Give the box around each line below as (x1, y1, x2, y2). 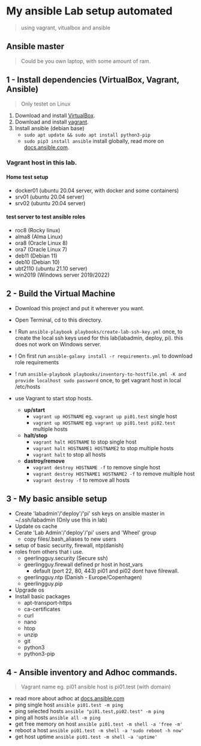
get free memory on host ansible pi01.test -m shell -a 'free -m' (14, 720, 183, 727)
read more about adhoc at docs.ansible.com (14, 695, 125, 702)
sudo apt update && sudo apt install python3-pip (23, 132, 151, 138)
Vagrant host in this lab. (6, 158, 77, 167)
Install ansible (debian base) (14, 124, 85, 131)
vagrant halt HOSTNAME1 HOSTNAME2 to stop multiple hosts (32, 444, 174, 451)
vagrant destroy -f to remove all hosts (32, 476, 130, 484)
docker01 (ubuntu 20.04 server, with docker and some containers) (14, 187, 179, 194)
